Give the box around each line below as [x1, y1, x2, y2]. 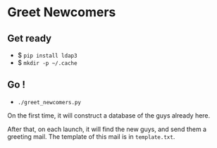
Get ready [7, 32, 51, 44]
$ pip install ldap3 [17, 51, 77, 59]
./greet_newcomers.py [17, 99, 81, 106]
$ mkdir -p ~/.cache [17, 58, 77, 67]
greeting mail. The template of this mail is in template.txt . [7, 132, 175, 141]
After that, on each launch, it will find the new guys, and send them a [7, 125, 206, 133]
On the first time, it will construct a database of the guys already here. [7, 111, 211, 120]
